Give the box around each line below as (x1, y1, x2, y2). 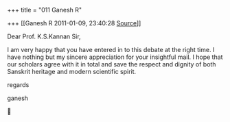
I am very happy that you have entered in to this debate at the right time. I (7, 46, 215, 53)
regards (7, 81, 30, 88)
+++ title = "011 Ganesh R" (7, 6, 82, 14)
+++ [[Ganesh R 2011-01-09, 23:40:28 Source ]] (7, 19, 141, 27)
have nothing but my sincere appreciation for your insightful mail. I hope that (7, 53, 223, 61)
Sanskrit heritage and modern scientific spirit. (7, 68, 137, 75)
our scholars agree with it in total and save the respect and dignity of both (7, 60, 216, 68)
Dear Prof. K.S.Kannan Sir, (7, 32, 81, 40)
